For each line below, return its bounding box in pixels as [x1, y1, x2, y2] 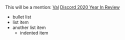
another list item [12, 24, 46, 30]
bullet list [12, 14, 31, 19]
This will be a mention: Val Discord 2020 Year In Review [5, 4, 120, 10]
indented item [19, 30, 48, 35]
